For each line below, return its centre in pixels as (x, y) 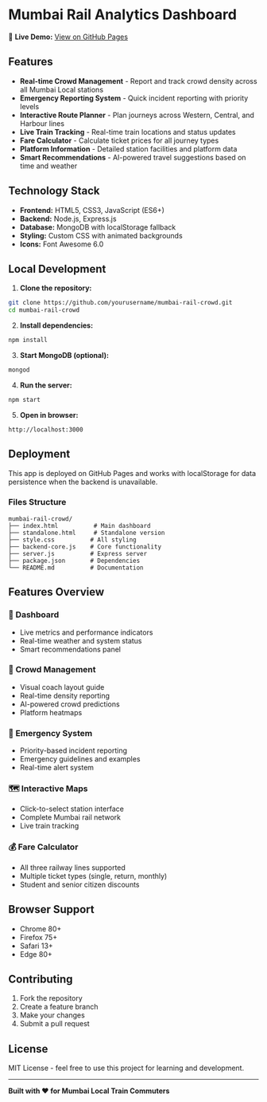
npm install (28, 340)
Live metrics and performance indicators (86, 632)
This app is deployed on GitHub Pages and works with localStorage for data (132, 473)
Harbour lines (42, 123)
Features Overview (56, 592)
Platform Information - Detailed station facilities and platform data (128, 148)
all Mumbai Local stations (62, 89)
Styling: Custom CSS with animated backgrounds (101, 235)
